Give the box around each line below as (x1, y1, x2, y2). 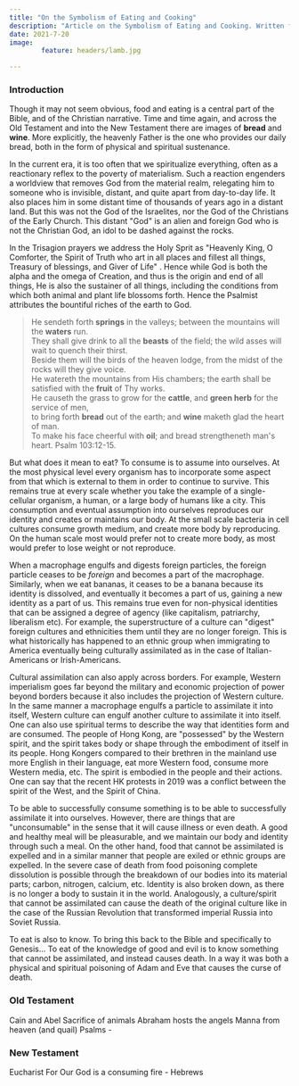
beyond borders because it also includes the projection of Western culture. (9, 691, 284, 701)
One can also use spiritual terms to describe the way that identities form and (9, 719, 289, 730)
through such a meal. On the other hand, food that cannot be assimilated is (9, 841, 284, 852)
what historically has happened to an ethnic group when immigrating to (9, 635, 271, 647)
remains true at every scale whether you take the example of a (9, 485, 238, 496)
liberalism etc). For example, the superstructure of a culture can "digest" (9, 617, 275, 627)
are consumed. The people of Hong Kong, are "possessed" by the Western (9, 729, 285, 740)
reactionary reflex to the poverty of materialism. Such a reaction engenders (9, 169, 286, 179)
